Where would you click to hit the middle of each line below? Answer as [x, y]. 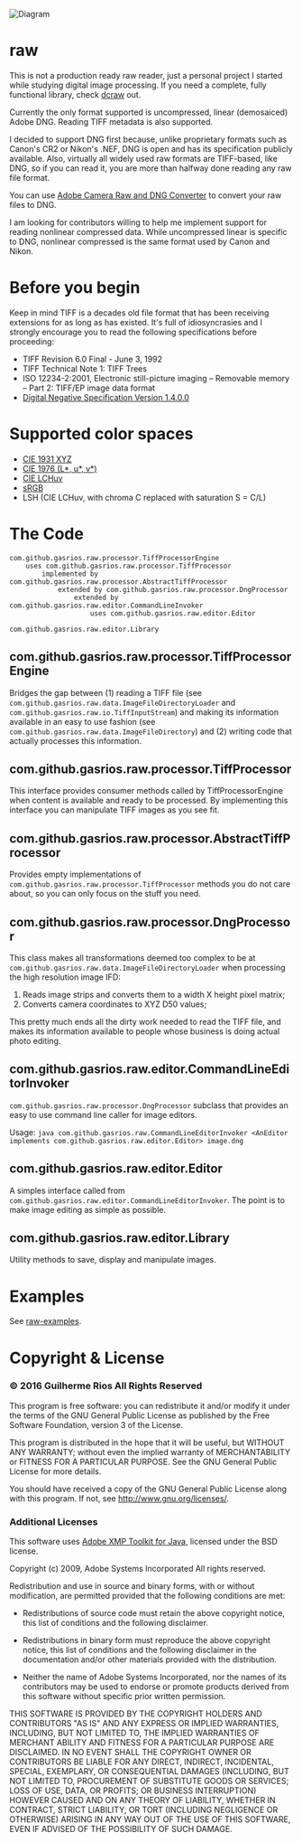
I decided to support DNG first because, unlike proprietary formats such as [148, 139]
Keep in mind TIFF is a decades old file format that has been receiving [139, 313]
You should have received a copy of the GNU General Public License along [148, 1489]
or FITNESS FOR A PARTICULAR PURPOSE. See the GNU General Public [143, 1461]
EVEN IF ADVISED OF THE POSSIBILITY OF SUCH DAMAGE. [121, 1829]
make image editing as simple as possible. [88, 1209]
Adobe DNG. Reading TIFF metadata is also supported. [111, 121]
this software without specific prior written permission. [124, 1696]
